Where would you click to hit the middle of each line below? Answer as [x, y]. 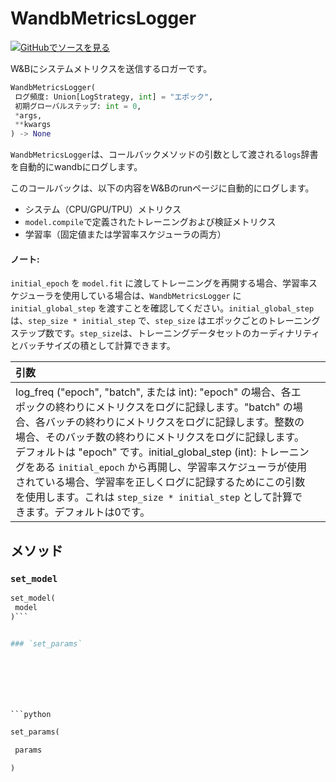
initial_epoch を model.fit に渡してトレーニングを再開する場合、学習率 [159, 283]
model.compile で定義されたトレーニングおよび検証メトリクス [150, 222]
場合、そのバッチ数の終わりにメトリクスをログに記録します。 [160, 437]
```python [31, 714]
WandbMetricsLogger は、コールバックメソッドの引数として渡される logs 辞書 [164, 154]
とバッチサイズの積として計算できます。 [93, 346]
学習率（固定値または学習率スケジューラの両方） [125, 234]
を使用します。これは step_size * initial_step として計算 [154, 497]
